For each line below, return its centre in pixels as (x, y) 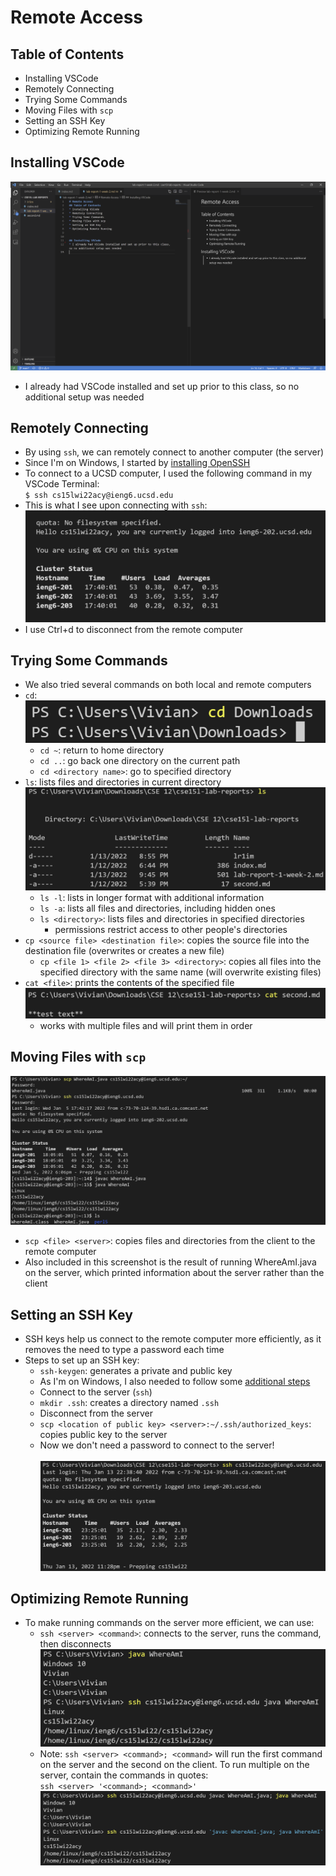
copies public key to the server (103, 1435)
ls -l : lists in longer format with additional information (152, 897)
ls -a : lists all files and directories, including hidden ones (157, 908)
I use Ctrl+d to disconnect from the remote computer (134, 629)
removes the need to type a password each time (124, 1350)
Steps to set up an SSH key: (82, 1360)
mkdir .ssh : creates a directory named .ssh (129, 1403)
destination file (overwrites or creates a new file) (124, 950)
